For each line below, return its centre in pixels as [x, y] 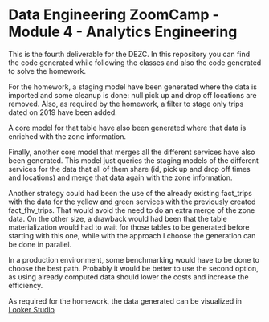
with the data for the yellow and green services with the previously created [132, 202]
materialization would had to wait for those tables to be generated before [129, 227]
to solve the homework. [47, 71]
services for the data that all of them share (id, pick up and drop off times [129, 169]
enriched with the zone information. [67, 136]
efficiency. [26, 285]
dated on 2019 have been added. [63, 112]
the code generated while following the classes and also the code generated [135, 63]
